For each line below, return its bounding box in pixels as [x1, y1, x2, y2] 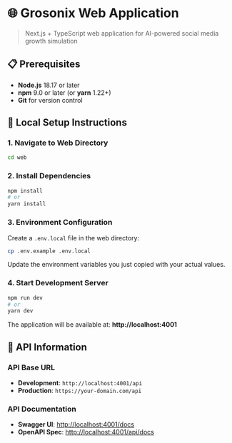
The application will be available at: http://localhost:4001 [7, 320, 177, 329]
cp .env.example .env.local [7, 248, 91, 255]
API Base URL [7, 362, 56, 372]
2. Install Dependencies [7, 171, 91, 181]
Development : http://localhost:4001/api [17, 379, 143, 387]
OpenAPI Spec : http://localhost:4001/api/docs [17, 428, 155, 437]
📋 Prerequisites [7, 58, 81, 71]
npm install [7, 187, 43, 194]
